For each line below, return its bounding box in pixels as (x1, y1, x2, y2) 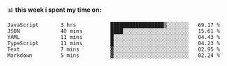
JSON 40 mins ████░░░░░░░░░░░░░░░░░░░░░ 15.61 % (7, 28, 220, 35)
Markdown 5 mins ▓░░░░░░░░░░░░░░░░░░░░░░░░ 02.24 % (7, 52, 220, 59)
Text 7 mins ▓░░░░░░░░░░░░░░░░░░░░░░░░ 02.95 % (7, 46, 220, 53)
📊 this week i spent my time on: (7, 6, 102, 14)
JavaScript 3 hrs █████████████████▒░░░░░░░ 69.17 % (7, 22, 220, 28)
